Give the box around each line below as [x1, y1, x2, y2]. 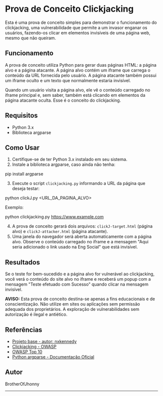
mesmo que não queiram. [5, 35, 56, 41]
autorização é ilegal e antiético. [5, 311, 68, 317]
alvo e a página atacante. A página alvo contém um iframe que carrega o [5, 67, 150, 73]
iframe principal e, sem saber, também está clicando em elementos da [5, 92, 146, 98]
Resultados [5, 258, 40, 266]
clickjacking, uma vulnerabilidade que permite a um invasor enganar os [5, 24, 147, 30]
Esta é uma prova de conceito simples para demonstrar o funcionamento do [5, 19, 157, 25]
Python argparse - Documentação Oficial [12, 354, 95, 360]
